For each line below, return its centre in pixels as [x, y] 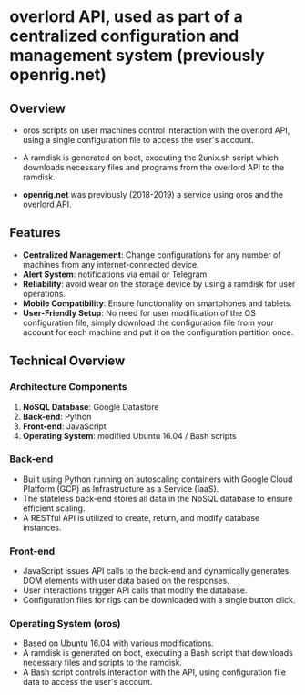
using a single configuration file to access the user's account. [138, 140]
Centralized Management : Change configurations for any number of [152, 255]
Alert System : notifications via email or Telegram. [116, 274]
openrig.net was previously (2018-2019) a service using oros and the [153, 194]
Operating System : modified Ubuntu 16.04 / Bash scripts [129, 435]
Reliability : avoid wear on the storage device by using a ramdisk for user [159, 283]
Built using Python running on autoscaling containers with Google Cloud [158, 479]
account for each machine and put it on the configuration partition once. [158, 332]
